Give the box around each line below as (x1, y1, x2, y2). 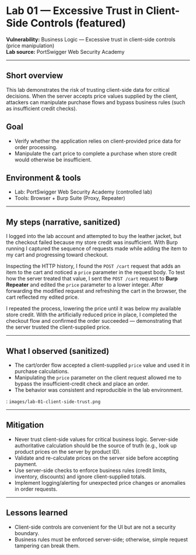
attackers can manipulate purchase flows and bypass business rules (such (6, 98, 185, 106)
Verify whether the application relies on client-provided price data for (14, 137, 181, 144)
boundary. (14, 529, 40, 536)
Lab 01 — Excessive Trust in (6, 4, 144, 18)
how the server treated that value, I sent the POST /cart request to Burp (6, 275, 178, 282)
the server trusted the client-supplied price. (6, 323, 111, 331)
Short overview (6, 71, 63, 81)
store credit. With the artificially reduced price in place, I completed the (6, 311, 177, 318)
